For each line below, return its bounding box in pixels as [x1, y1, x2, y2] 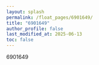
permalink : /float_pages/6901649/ [6, 14, 94, 20]
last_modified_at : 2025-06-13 [6, 31, 83, 37]
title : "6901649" [6, 20, 50, 26]
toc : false [6, 37, 34, 43]
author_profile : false [6, 25, 63, 32]
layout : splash [6, 8, 45, 15]
